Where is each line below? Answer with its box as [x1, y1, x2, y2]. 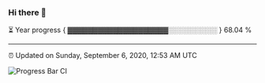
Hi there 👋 [8, 7, 47, 18]
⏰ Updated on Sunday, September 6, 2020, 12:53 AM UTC [8, 51, 197, 60]
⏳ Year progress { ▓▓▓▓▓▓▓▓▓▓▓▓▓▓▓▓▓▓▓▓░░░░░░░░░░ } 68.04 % [8, 25, 252, 34]
